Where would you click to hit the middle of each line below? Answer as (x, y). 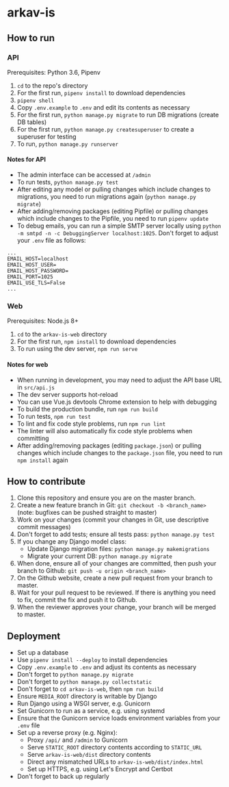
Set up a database (43, 653)
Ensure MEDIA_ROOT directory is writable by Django (87, 697)
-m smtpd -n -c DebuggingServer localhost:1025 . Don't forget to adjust (118, 233)
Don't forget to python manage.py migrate (75, 675)
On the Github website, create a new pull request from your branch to (115, 578)
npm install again (42, 460)
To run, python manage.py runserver (68, 144)
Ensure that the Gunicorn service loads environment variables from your (119, 718)
